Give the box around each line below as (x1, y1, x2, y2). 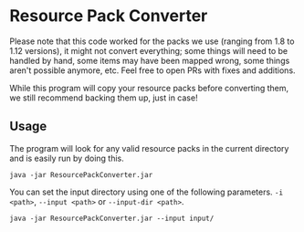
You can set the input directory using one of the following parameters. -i (9, 186, 284, 197)
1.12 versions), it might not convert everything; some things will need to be (9, 45, 288, 56)
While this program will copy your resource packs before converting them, (9, 82, 289, 93)
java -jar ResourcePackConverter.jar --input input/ (9, 214, 215, 223)
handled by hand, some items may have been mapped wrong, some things (9, 55, 290, 66)
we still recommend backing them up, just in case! (9, 92, 198, 103)
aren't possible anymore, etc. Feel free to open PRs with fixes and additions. (9, 65, 296, 76)
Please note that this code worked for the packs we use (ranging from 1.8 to (9, 36, 295, 47)
